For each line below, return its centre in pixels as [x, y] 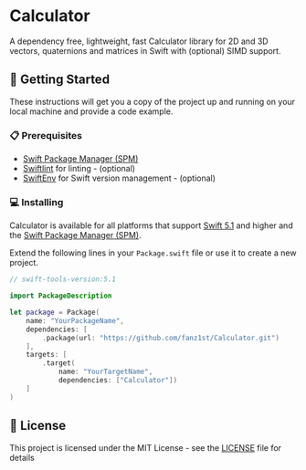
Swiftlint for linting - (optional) [79, 169]
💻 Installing [37, 202]
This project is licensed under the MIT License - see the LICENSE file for [145, 447]
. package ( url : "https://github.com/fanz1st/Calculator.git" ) [161, 338]
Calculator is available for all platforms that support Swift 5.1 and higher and [152, 225]
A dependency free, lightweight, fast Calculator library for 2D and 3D [139, 41]
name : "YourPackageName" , [75, 320]
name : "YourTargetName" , [106, 372]
